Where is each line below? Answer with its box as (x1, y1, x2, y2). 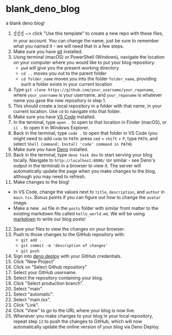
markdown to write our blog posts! (13, 216, 86, 222)
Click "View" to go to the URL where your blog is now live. (13, 307, 136, 314)
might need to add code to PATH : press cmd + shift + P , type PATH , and (13, 135, 158, 141)
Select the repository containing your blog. (13, 275, 104, 281)
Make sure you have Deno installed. (13, 146, 89, 152)
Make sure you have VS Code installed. (13, 114, 96, 120)
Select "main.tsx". (13, 296, 51, 302)
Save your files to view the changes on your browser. (13, 226, 126, 232)
